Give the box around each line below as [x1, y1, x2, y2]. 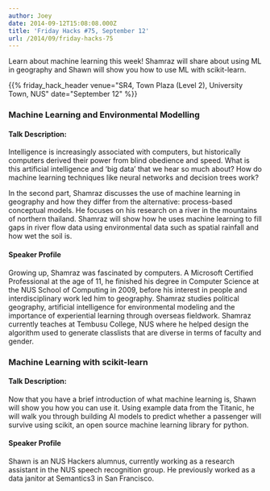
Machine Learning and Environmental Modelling [8, 110, 200, 121]
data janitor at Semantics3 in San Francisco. [8, 473, 155, 483]
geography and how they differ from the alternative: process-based [8, 197, 233, 206]
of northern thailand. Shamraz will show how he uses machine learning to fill [8, 214, 262, 224]
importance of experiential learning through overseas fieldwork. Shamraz [8, 310, 251, 320]
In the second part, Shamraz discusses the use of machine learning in [8, 189, 240, 198]
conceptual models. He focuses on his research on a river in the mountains [8, 206, 258, 215]
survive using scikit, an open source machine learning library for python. [8, 420, 249, 430]
